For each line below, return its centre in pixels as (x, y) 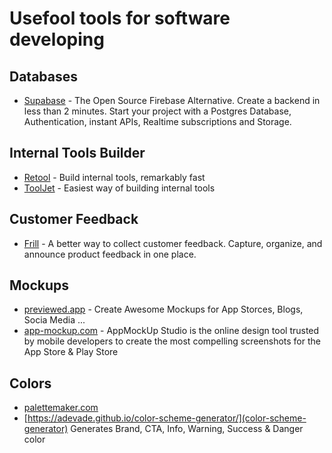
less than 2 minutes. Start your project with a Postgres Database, (157, 111)
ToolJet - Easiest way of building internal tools (119, 188)
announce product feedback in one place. (110, 254)
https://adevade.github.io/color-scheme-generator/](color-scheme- (167, 418)
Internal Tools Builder (77, 153)
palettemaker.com (61, 408)
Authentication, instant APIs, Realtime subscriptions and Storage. (157, 121)
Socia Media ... (54, 320)
